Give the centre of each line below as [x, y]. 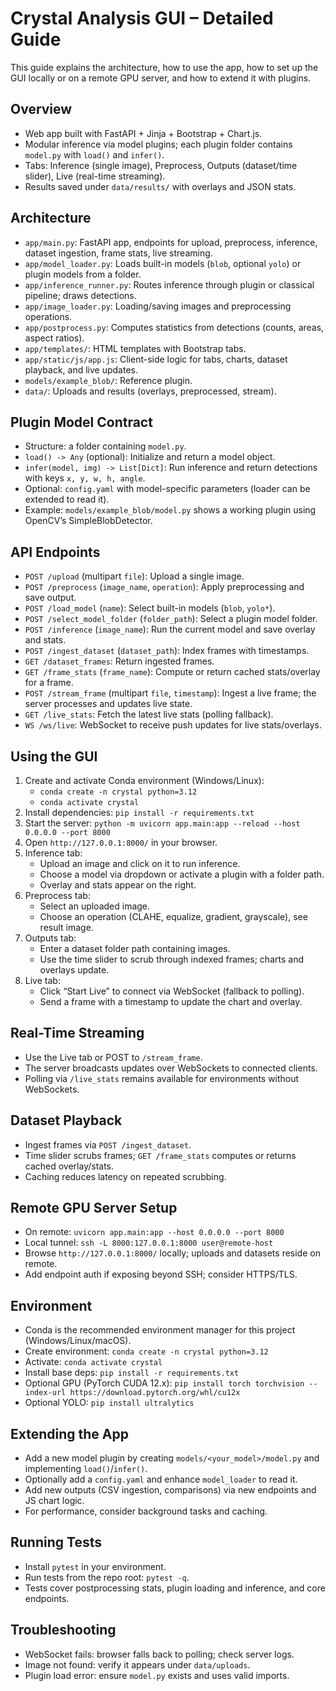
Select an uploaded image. [95, 906]
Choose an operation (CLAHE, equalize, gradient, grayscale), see [173, 916]
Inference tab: [53, 853]
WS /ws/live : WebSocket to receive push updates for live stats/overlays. [173, 725]
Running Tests [56, 1542]
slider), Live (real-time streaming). [95, 176]
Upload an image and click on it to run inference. [140, 863]
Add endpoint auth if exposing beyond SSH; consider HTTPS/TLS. [161, 1274]
